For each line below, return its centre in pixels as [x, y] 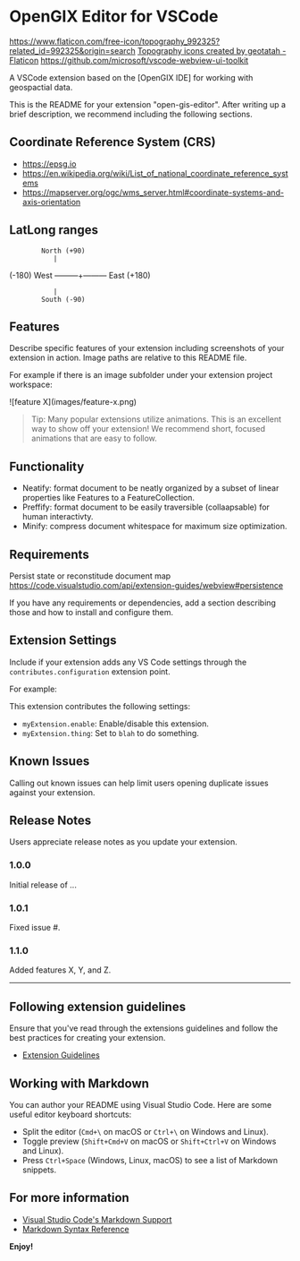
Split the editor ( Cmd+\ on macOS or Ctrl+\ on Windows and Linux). [146, 1131]
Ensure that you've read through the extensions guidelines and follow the [144, 1028]
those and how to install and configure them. [92, 612]
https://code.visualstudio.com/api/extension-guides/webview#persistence [146, 585]
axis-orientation [51, 202]
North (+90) [64, 251]
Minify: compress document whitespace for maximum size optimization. [154, 527]
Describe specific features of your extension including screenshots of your [147, 348]
